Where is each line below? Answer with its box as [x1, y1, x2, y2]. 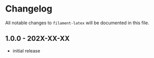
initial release [12, 47, 40, 53]
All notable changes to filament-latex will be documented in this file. [5, 20, 149, 26]
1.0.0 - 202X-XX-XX [5, 34, 70, 43]
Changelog [5, 3, 53, 15]
